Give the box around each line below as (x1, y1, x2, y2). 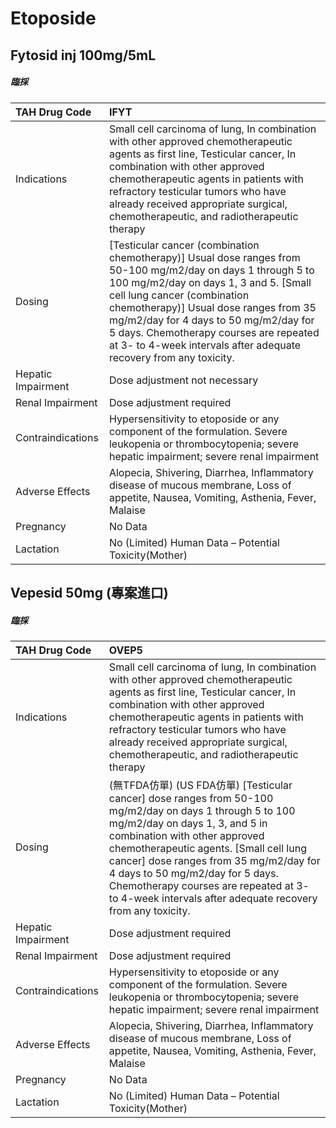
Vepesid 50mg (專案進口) (10, 584, 169, 601)
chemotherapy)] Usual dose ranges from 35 (108, 300, 317, 314)
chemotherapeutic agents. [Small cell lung (108, 841, 307, 855)
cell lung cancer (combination (108, 288, 250, 302)
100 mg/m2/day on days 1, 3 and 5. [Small (108, 275, 312, 289)
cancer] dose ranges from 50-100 (108, 791, 274, 805)
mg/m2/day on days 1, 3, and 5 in (108, 816, 268, 830)
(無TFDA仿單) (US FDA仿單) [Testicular (108, 778, 293, 792)
